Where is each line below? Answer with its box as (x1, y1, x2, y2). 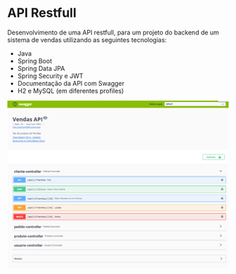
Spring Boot (17, 56, 53, 65)
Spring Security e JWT (17, 72, 84, 80)
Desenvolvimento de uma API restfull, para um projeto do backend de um (7, 28, 219, 37)
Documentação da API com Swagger (17, 79, 125, 87)
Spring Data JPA (17, 64, 65, 72)
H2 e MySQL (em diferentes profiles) (17, 86, 124, 95)
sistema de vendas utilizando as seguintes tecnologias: (7, 35, 167, 44)
